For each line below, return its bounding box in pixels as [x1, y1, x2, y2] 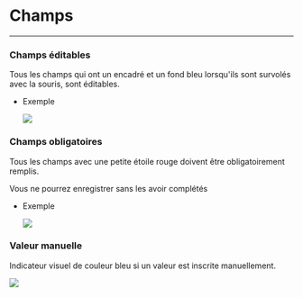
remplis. [9, 166, 40, 176]
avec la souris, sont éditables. [9, 78, 120, 90]
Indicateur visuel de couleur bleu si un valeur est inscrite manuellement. [9, 260, 277, 271]
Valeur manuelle [9, 239, 83, 252]
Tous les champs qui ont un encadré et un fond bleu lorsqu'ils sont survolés [9, 69, 291, 80]
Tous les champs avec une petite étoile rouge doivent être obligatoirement [9, 156, 286, 166]
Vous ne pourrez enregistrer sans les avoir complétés [9, 183, 208, 193]
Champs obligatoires [9, 136, 103, 148]
